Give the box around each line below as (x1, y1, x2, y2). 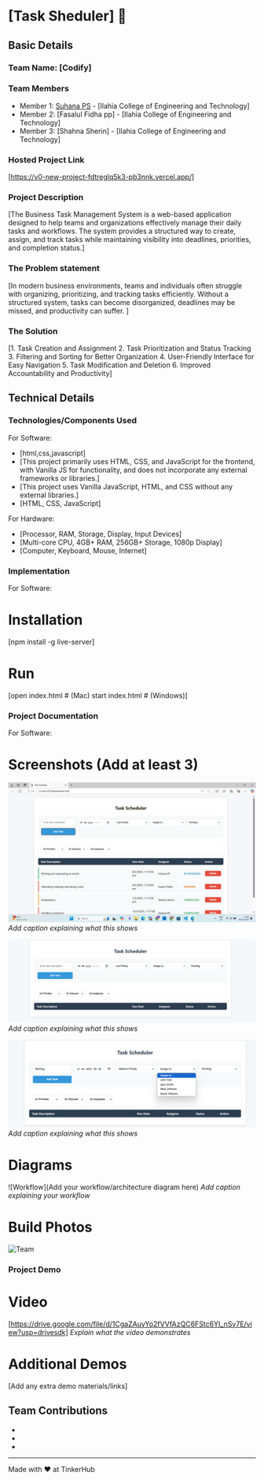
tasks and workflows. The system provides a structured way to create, (8, 226, 236, 236)
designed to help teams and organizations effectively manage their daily (8, 218, 242, 228)
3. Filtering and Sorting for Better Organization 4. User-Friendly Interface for (8, 351, 255, 361)
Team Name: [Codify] (8, 62, 92, 73)
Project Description (8, 192, 84, 203)
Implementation (8, 565, 71, 576)
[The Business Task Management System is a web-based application (8, 210, 232, 219)
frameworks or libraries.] (19, 473, 100, 483)
